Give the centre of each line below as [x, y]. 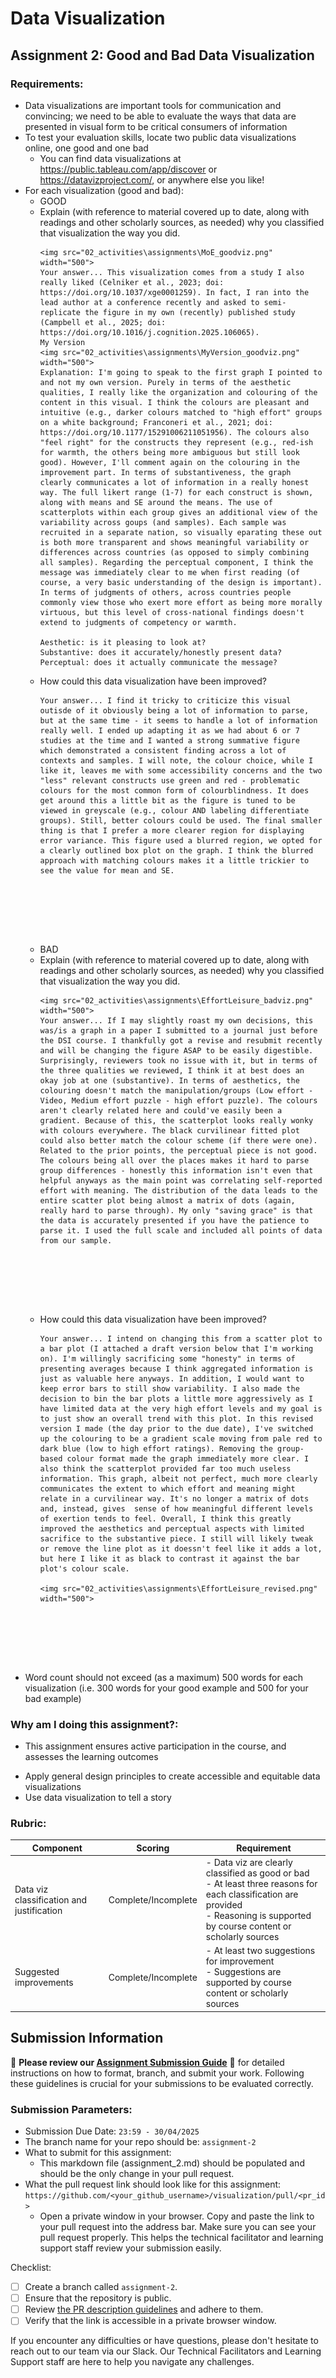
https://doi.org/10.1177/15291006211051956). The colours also [174, 432]
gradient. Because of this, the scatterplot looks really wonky [176, 1120]
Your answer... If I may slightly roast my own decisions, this [176, 1020]
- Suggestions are [243, 1972]
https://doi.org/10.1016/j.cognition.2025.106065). [149, 332]
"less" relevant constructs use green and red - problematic [169, 780]
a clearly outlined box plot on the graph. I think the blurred [176, 850]
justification [38, 1910]
